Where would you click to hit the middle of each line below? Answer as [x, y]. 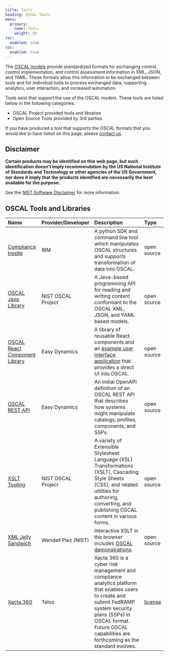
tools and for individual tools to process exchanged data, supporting [76, 83]
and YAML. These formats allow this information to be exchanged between [82, 77]
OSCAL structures [116, 250]
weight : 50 [26, 33]
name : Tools [27, 29]
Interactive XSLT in [116, 531]
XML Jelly [19, 537]
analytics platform [115, 583]
